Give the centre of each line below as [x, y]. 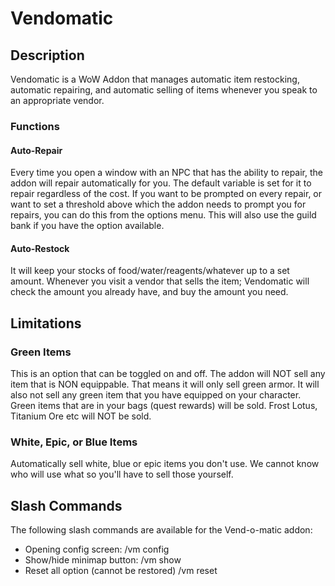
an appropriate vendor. [57, 100]
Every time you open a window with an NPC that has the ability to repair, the [166, 173]
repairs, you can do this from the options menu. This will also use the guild [163, 215]
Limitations [46, 323]
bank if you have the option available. [87, 226]
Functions [35, 126]
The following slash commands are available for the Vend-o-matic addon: [161, 530]
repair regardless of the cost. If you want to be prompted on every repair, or [166, 194]
